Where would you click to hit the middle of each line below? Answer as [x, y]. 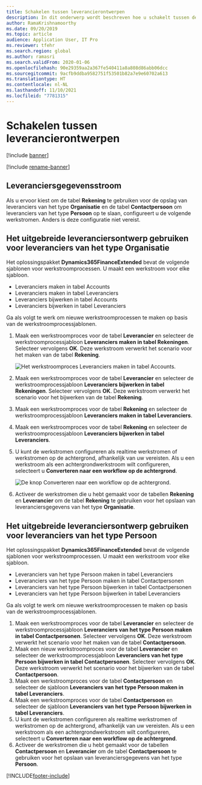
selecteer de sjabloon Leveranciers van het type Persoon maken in [99, 687]
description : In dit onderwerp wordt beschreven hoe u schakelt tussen [98, 17]
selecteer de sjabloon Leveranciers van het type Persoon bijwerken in [103, 707]
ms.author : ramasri [31, 57]
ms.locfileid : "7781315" [37, 96]
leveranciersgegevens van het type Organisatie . [75, 507]
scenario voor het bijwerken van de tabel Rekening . [79, 398]
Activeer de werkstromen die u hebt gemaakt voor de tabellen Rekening [104, 494]
